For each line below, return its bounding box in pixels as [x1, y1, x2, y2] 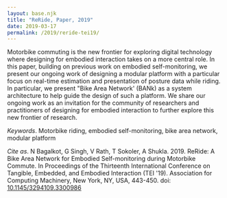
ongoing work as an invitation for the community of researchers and [7, 99, 200, 107]
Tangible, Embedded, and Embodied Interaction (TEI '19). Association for [7, 169, 213, 177]
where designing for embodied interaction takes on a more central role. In [7, 55, 215, 64]
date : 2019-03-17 [7, 23, 57, 29]
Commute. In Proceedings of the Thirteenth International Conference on [7, 162, 211, 170]
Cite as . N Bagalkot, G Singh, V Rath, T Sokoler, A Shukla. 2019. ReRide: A [7, 147, 215, 156]
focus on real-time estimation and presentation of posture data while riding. [7, 77, 221, 86]
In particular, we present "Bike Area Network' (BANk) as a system [7, 84, 192, 92]
